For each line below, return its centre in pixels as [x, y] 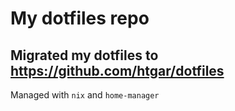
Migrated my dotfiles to [84, 55]
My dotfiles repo [80, 18]
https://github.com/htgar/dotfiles [117, 70]
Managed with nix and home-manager [85, 95]
